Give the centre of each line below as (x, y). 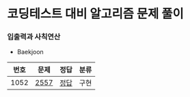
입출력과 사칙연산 (34, 37)
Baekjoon (30, 52)
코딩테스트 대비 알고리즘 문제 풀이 (95, 14)
